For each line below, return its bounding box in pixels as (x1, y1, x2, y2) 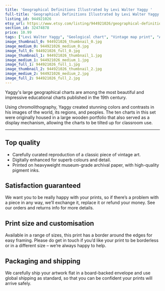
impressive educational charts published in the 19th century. (5, 94, 127, 100)
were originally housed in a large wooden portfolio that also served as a (5, 114, 150, 120)
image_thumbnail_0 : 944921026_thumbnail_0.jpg (5, 39, 102, 44)
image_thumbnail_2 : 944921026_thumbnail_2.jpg (5, 67, 102, 72)
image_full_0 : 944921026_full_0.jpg (5, 48, 80, 53)
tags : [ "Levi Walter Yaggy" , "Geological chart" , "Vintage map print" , (5, 35, 155, 40)
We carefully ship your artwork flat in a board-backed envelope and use (5, 270, 151, 276)
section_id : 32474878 (5, 26, 50, 30)
